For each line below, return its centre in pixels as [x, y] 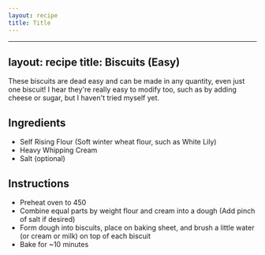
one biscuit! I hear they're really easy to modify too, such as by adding [122, 90]
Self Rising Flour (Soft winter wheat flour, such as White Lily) [118, 142]
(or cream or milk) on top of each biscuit [85, 236]
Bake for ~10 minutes [54, 244]
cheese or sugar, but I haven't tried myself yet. [84, 98]
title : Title [30, 23]
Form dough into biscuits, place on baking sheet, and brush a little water [137, 227]
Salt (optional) [42, 159]
